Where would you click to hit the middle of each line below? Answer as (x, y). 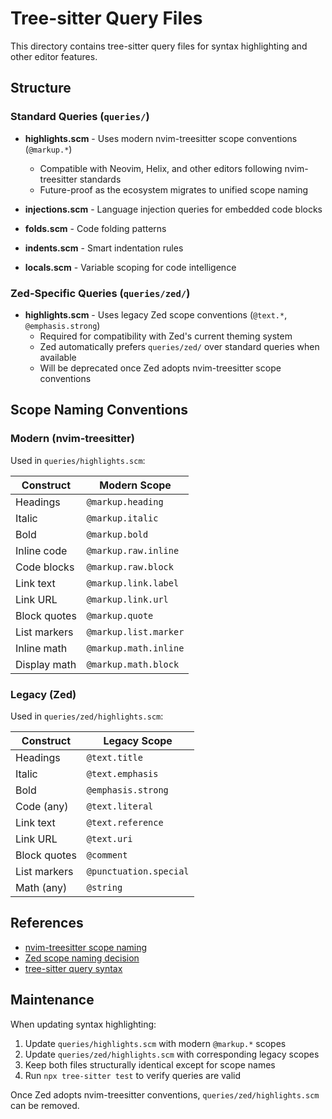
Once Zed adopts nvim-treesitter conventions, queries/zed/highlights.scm (165, 1094)
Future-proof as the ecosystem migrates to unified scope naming (174, 189)
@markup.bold (117, 534)
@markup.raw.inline (133, 550)
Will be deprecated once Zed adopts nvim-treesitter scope (160, 368)
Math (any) (41, 887)
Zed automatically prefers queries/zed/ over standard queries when (179, 346)
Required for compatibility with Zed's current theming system (166, 336)
